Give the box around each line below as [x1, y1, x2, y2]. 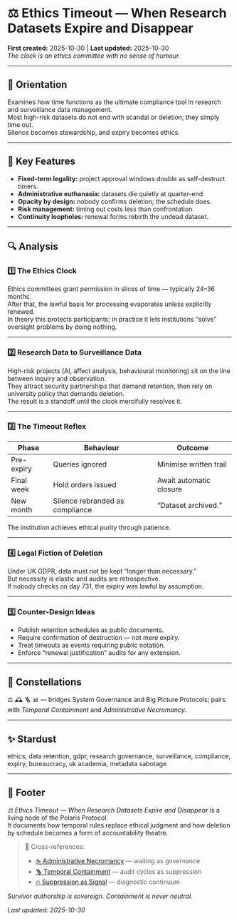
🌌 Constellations [7, 676, 82, 688]
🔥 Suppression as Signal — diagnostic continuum [35, 877, 180, 886]
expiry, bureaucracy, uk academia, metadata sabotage [7, 760, 167, 768]
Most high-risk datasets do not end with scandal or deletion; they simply [7, 113, 220, 121]
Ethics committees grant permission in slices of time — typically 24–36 [7, 285, 216, 293]
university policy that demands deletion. [7, 389, 124, 397]
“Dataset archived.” [156, 500, 223, 510]
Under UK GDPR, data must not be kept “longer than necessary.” [7, 567, 197, 576]
